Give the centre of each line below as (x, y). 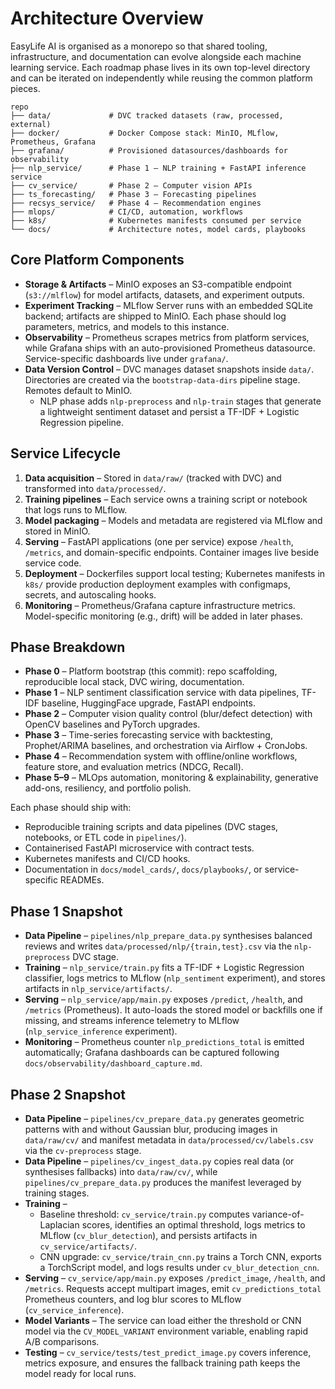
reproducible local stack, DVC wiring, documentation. (134, 682)
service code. (53, 563)
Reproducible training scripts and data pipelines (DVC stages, (151, 827)
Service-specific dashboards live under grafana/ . (126, 358)
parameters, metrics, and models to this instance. (127, 326)
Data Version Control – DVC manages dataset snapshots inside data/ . (169, 369)
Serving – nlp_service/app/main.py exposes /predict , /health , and (163, 999)
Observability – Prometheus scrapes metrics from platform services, (167, 337)
